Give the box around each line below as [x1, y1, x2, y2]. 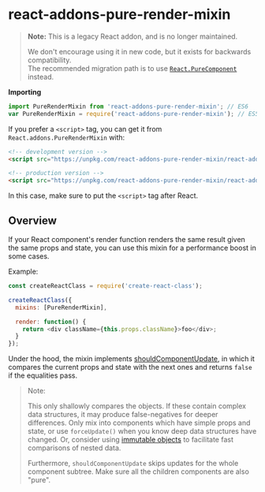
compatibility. [27, 55, 72, 65]
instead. [27, 72, 54, 81]
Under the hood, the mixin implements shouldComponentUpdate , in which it [8, 354, 255, 363]
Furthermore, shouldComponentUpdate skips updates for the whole [27, 459, 239, 468]
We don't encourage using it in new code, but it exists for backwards [27, 47, 252, 56]
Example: [8, 266, 39, 276]
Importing [8, 87, 42, 96]
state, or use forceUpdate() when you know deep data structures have [27, 427, 257, 436]
